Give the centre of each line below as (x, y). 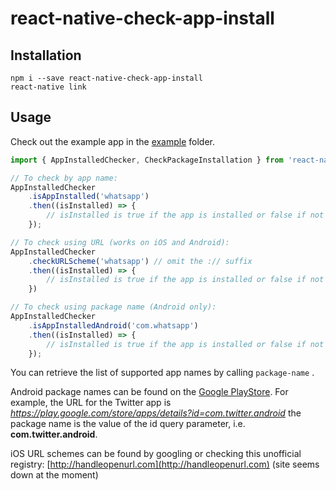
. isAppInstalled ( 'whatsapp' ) (89, 197)
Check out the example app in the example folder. (113, 141)
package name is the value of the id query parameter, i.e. (128, 424)
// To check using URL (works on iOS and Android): (120, 242)
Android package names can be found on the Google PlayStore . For (149, 392)
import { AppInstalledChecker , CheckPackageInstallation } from (147, 160)
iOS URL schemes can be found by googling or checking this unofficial (156, 454)
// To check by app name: (64, 178)
